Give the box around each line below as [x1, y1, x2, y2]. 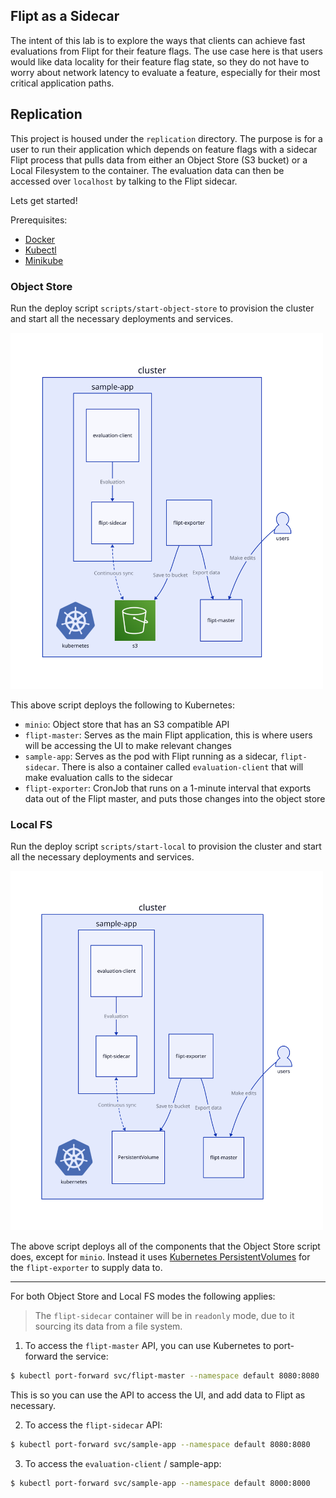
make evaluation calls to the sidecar [24, 772, 173, 784]
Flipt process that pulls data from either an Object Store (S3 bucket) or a [10, 154, 308, 166]
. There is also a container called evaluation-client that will [56, 761, 304, 773]
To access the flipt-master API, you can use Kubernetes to [24, 1339, 272, 1351]
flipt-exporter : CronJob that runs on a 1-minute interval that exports [24, 782, 312, 794]
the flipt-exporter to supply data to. [10, 1261, 163, 1273]
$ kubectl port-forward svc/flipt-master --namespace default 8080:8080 [10, 1370, 320, 1381]
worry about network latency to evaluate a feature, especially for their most [10, 66, 321, 78]
